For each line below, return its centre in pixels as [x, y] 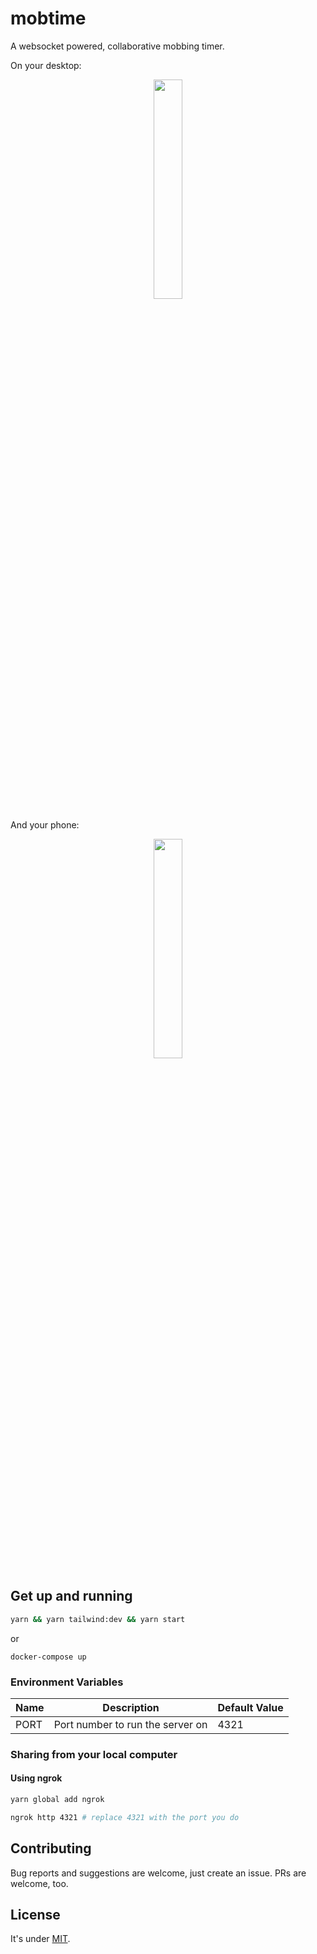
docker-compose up [48, 1657]
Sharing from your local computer [94, 1754]
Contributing [51, 1848]
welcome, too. [39, 1883]
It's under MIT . [40, 1939]
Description [131, 1707]
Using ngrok [36, 1778]
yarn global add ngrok [57, 1800]
